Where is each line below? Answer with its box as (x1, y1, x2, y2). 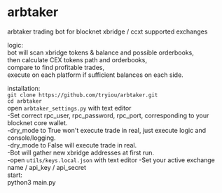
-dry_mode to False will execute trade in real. (7, 141, 137, 149)
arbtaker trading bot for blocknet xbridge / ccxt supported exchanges (7, 27, 208, 36)
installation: (7, 84, 41, 92)
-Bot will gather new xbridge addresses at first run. (7, 148, 155, 157)
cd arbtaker (7, 97, 42, 105)
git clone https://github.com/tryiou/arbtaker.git (7, 92, 158, 99)
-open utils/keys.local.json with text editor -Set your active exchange (7, 155, 216, 164)
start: (7, 171, 23, 179)
